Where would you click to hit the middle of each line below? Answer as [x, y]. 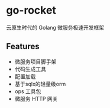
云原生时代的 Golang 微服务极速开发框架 [55, 27]
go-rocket [31, 10]
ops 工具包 [28, 91]
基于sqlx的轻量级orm [40, 84]
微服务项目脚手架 [35, 61]
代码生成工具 [30, 69]
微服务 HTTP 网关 [36, 99]
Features [23, 47]
